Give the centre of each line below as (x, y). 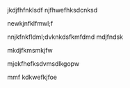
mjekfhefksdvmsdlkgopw (43, 64)
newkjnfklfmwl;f (30, 23)
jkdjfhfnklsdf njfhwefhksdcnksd (52, 10)
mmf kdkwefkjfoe (32, 77)
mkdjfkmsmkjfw (30, 50)
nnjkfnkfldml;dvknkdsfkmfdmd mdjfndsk (65, 37)
